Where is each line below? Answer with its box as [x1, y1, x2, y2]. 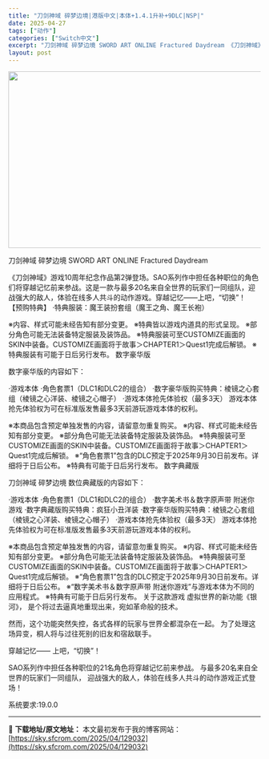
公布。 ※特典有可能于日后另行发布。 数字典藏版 [42, 461, 199, 470]
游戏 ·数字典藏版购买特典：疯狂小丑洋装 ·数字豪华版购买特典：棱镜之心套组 [8, 505, 255, 514]
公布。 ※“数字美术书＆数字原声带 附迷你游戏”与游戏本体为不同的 [42, 582, 255, 591]
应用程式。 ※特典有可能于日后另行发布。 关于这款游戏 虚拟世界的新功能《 [8, 592, 251, 601]
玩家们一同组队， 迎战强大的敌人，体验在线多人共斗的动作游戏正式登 [29, 673, 256, 682]
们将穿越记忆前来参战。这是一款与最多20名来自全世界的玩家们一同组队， [8, 283, 249, 292]
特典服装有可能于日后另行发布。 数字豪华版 [8, 350, 151, 359]
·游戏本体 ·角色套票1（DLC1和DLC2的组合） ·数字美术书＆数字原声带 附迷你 [8, 495, 255, 504]
